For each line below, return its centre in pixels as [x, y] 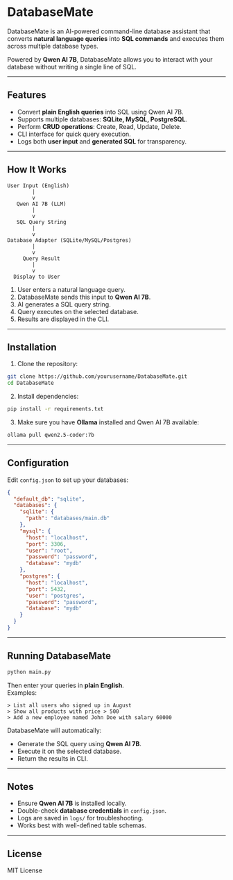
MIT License [25, 870]
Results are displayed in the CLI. [63, 319]
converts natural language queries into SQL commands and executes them [116, 38]
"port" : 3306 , [46, 544]
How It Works [37, 170]
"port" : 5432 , [46, 589]
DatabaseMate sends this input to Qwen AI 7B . [84, 297]
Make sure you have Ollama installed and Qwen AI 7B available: [108, 422]
